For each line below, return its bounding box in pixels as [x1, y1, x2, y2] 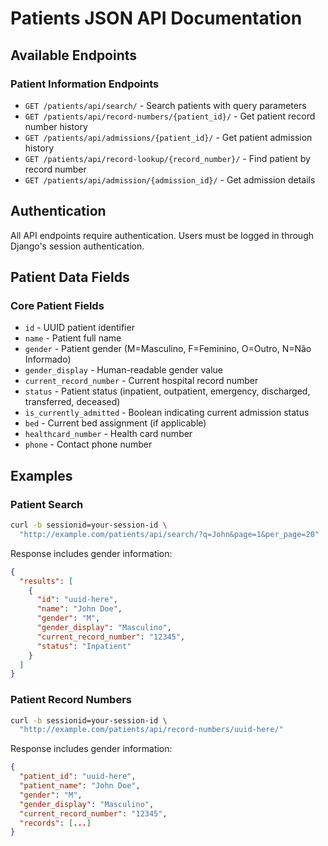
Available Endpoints [10, 47, 138, 64]
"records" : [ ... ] [19, 818, 92, 828]
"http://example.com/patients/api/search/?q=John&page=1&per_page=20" [19, 529, 320, 539]
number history [24, 120, 88, 132]
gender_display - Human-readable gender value [24, 364, 224, 376]
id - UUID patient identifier [24, 322, 135, 334]
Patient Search [10, 497, 84, 511]
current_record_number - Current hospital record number [24, 375, 259, 387]
